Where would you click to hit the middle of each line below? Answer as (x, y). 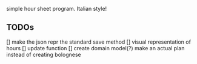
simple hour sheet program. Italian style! (57, 9)
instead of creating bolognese (44, 54)
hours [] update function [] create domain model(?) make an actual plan (95, 48)
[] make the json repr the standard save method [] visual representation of (98, 42)
